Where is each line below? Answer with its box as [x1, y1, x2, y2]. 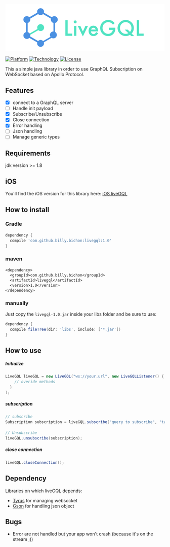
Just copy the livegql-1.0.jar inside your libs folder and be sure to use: [5, 311, 157, 317]
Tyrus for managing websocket [12, 497, 77, 503]
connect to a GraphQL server [12, 99, 74, 106]
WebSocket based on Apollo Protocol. [5, 72, 84, 78]
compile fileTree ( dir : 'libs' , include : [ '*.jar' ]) [10, 327, 121, 332]
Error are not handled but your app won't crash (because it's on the [12, 531, 153, 537]
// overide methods [14, 379, 56, 384]
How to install [5, 205, 50, 214]
